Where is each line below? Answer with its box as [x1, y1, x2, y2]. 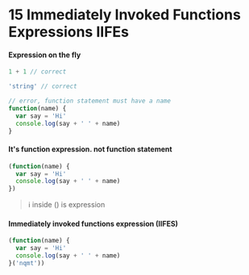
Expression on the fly [8, 50, 81, 60]
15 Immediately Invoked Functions [8, 6, 242, 24]
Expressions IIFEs [8, 23, 130, 41]
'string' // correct [8, 82, 78, 90]
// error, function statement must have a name [8, 97, 172, 106]
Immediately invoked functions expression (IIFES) [8, 219, 179, 228]
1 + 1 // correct [8, 68, 67, 76]
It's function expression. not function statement [8, 144, 172, 154]
